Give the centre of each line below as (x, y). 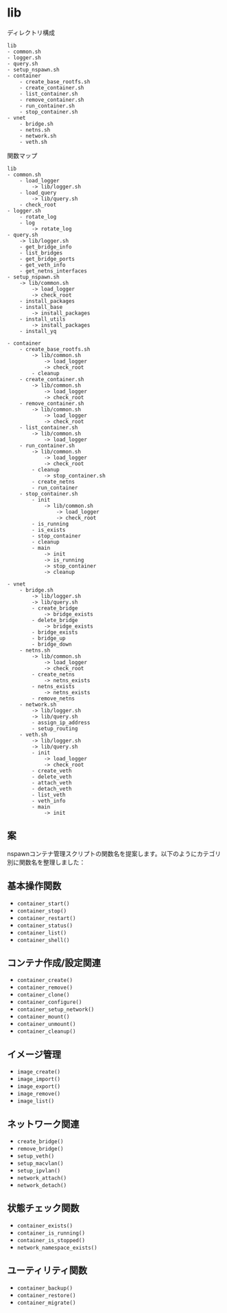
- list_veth (49, 795)
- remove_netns (53, 698)
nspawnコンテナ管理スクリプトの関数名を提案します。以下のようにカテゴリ (114, 853)
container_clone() (43, 995)
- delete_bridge (55, 620)
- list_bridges (41, 253)
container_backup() (45, 1288)
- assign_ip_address (61, 723)
